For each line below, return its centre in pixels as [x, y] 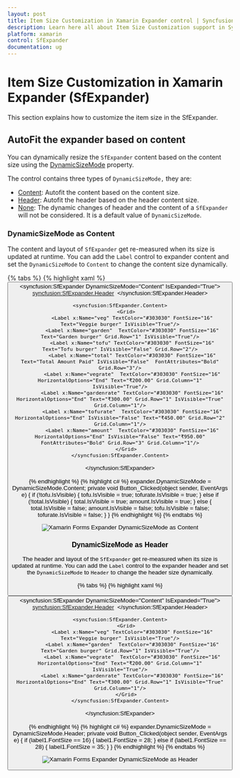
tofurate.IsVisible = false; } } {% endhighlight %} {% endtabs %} [120, 515]
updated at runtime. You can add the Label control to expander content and [118, 257]
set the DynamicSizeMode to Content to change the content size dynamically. [117, 264]
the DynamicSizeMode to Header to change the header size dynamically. [120, 573]
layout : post [27, 14]
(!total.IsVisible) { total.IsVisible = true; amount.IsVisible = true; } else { [120, 501]
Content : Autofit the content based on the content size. [99, 192]
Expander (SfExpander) [79, 98]
